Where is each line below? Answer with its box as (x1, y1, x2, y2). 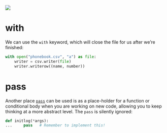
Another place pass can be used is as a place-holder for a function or (5, 97, 150, 104)
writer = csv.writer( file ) (14, 59, 72, 64)
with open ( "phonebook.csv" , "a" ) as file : (5, 54, 96, 59)
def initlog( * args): (5, 118, 49, 123)
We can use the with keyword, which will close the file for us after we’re (5, 39, 156, 45)
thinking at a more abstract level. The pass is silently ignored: (5, 108, 133, 114)
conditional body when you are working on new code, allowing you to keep (5, 103, 162, 109)
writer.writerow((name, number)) (14, 63, 85, 69)
